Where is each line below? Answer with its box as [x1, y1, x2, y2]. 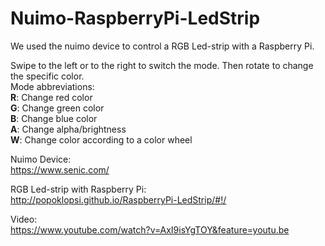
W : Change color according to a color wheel [10, 133, 193, 146]
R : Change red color [10, 91, 93, 103]
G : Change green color [10, 102, 105, 114]
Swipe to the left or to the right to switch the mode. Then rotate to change [10, 59, 314, 71]
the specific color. [10, 70, 85, 82]
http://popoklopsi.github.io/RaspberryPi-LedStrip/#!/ [10, 193, 227, 206]
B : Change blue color [10, 112, 98, 124]
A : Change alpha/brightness [10, 123, 127, 135]
